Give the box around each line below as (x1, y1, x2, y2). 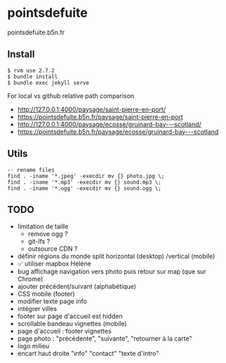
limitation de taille (17, 222, 69, 231)
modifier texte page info (17, 297, 88, 306)
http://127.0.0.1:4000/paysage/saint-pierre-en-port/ (17, 105, 166, 114)
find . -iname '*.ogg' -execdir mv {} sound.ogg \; (7, 184, 161, 192)
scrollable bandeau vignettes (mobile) (17, 320, 128, 328)
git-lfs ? (27, 237, 51, 246)
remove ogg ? (27, 230, 68, 238)
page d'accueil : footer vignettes (17, 327, 112, 336)
